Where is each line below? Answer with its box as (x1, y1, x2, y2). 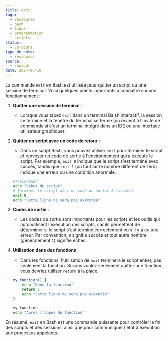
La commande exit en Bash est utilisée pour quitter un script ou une (5, 82, 146, 88)
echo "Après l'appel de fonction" (12, 310, 85, 315)
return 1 (22, 287, 40, 292)
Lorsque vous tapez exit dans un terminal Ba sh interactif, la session (20, 112, 162, 118)
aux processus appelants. (5, 330, 59, 336)
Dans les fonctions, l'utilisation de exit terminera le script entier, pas (20, 257, 162, 263)
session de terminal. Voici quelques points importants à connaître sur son (5, 88, 157, 93)
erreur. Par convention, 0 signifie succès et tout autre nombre (20, 232, 147, 238)
